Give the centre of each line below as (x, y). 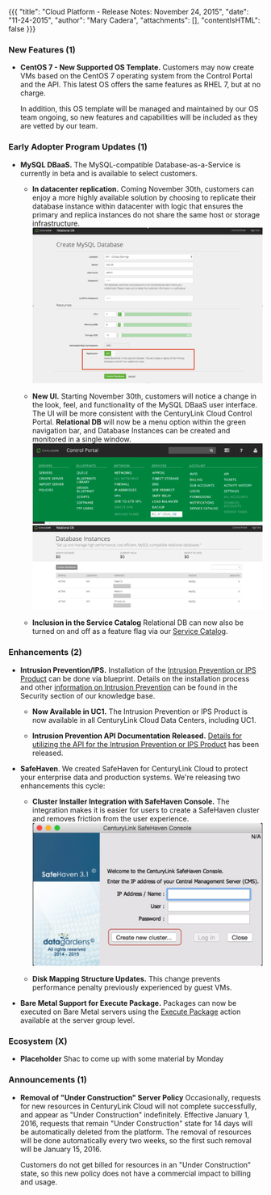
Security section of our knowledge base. (88, 695)
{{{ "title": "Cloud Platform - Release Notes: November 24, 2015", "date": (129, 12)
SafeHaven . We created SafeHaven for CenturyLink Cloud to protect (134, 768)
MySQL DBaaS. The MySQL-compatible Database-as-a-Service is (130, 164)
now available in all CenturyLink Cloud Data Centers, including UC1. (144, 720)
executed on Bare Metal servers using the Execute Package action (130, 1012)
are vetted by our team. (59, 126)
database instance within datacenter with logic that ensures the (138, 206)
